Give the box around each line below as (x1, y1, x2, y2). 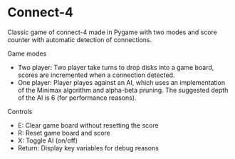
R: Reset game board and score (17, 128, 110, 137)
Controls (7, 107, 33, 116)
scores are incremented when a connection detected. (17, 71, 175, 79)
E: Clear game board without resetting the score (17, 120, 159, 129)
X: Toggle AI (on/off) (17, 136, 78, 145)
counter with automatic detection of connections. (7, 35, 152, 43)
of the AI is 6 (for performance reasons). (17, 93, 137, 102)
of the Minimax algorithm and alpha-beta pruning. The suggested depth (17, 86, 229, 94)
